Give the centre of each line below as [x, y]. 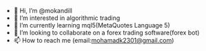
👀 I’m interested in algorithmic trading [67, 18]
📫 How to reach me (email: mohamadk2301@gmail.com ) [94, 40]
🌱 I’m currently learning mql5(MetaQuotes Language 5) [92, 25]
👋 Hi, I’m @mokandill [43, 11]
